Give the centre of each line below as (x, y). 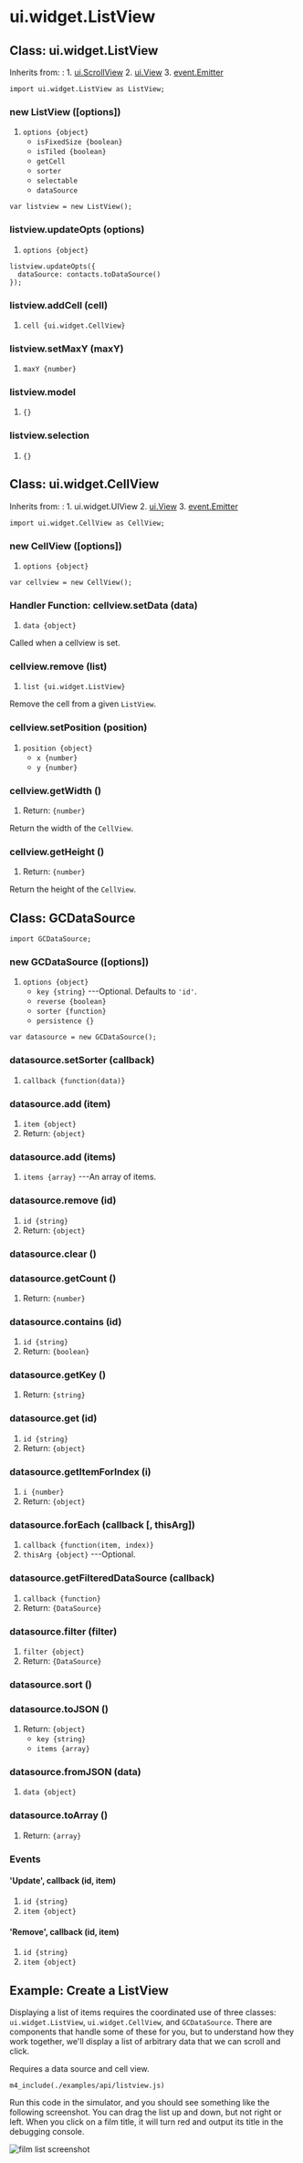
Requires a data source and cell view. (79, 2068)
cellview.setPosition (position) (78, 727)
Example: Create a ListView (89, 1990)
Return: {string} (54, 1395)
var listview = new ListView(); (71, 207)
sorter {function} (71, 1012)
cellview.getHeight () (57, 852)
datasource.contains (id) (66, 1322)
